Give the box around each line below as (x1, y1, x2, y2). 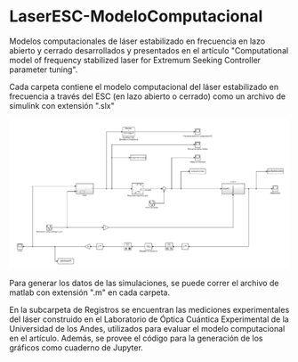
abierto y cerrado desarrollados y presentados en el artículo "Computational (9, 45, 289, 55)
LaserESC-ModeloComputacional (9, 6, 263, 27)
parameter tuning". (9, 64, 78, 75)
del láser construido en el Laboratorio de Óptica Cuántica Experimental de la (9, 314, 289, 325)
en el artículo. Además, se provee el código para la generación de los (9, 333, 263, 344)
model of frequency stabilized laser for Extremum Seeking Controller (9, 54, 261, 65)
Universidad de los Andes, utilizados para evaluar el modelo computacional (9, 324, 286, 334)
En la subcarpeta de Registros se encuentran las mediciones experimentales (9, 305, 290, 316)
